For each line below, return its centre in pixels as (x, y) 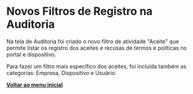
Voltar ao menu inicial (35, 85)
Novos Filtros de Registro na (80, 11)
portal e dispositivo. (31, 54)
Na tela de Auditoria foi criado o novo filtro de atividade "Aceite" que (93, 41)
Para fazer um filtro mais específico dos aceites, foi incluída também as (96, 66)
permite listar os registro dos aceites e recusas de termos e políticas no (96, 48)
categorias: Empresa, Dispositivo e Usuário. (62, 72)
